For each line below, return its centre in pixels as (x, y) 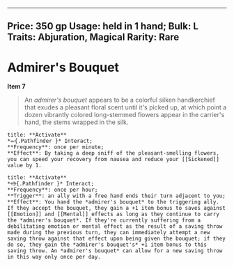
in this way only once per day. (54, 257)
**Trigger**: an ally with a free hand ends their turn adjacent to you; (117, 196)
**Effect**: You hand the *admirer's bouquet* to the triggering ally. (113, 202)
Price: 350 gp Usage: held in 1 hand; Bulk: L (103, 26)
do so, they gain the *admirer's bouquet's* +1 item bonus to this (107, 245)
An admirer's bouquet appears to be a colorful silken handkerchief (120, 100)
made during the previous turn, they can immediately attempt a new (109, 233)
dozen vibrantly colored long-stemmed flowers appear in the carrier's (124, 115)
